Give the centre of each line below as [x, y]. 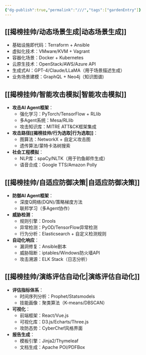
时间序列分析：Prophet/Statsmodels [57, 296]
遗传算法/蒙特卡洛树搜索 [45, 146]
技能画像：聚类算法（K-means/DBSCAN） [63, 303]
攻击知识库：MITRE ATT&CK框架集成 [58, 127]
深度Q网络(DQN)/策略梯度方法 [51, 202]
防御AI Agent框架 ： [33, 196]
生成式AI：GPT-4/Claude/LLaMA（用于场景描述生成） [68, 70]
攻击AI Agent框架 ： [33, 108]
